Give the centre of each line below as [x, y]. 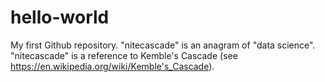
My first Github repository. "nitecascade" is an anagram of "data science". [163, 45]
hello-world [60, 17]
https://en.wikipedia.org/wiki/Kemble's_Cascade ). [112, 66]
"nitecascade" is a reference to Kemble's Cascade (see [124, 55]
